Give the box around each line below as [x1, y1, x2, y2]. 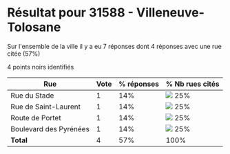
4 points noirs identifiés [7, 63, 74, 71]
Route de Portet [10, 113, 61, 122]
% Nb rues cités [165, 79, 220, 89]
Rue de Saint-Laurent [10, 102, 81, 111]
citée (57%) [7, 49, 41, 58]
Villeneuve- [136, 5, 205, 21]
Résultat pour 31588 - [7, 5, 134, 21]
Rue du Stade [10, 91, 54, 100]
